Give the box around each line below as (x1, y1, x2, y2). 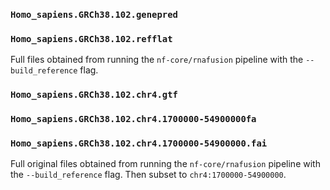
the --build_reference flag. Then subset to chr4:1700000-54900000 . (10, 169, 287, 181)
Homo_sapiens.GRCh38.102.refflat (10, 33, 173, 44)
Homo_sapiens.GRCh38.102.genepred (10, 9, 178, 20)
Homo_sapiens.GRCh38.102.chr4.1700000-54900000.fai (10, 137, 268, 149)
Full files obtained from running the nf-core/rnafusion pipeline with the (10, 54, 304, 66)
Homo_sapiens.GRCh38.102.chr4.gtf (10, 89, 178, 101)
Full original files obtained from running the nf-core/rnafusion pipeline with (10, 158, 321, 170)
